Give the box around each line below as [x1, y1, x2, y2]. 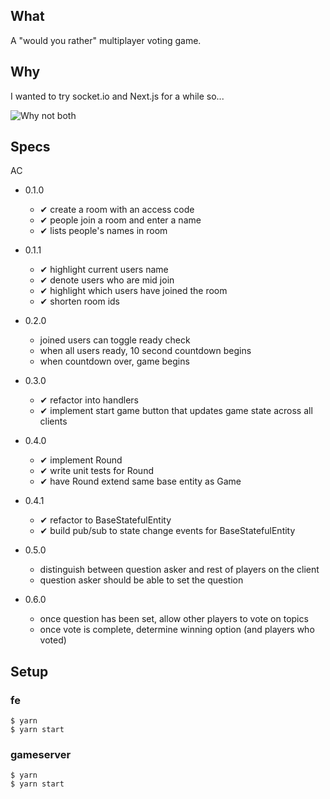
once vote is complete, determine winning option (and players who [39, 624, 315, 636]
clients [39, 415, 68, 428]
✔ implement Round [39, 454, 123, 466]
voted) [39, 634, 67, 646]
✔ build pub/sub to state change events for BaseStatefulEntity [39, 525, 296, 537]
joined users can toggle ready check [39, 334, 191, 346]
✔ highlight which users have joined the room [39, 285, 228, 297]
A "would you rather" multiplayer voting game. [10, 34, 202, 46]
